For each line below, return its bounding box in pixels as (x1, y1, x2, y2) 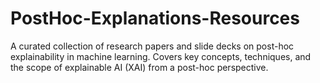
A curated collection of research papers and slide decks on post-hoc (10, 40, 295, 52)
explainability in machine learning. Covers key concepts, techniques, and (10, 50, 312, 62)
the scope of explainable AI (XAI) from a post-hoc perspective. (10, 61, 269, 73)
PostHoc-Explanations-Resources (10, 7, 300, 30)
